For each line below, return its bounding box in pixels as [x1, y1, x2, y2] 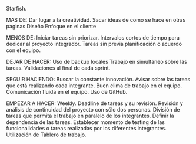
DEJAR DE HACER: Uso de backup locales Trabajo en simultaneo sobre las [6, 58, 187, 65]
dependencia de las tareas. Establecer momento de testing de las [6, 119, 165, 126]
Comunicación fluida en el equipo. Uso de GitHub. [6, 89, 128, 95]
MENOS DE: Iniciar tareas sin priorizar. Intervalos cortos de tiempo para [6, 34, 180, 41]
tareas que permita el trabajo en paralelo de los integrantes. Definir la [6, 112, 175, 119]
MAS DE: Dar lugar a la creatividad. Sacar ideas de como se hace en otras [6, 17, 186, 23]
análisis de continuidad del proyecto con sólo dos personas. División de [6, 106, 180, 113]
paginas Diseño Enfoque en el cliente [6, 23, 97, 30]
